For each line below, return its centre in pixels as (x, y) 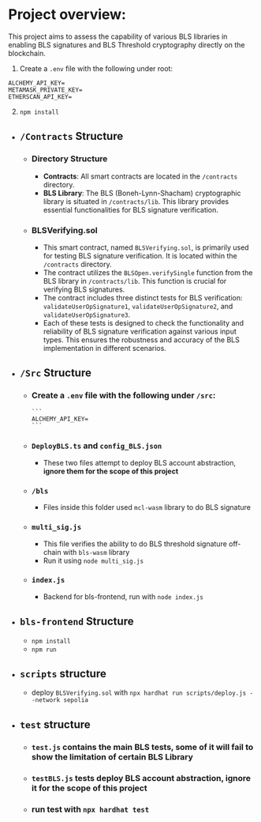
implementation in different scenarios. (105, 348)
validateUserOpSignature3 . (87, 315)
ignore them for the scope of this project (111, 471)
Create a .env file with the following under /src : (123, 395)
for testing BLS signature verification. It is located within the (140, 255)
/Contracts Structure (71, 136)
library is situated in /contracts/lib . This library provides (136, 201)
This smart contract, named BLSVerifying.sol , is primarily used (146, 247)
